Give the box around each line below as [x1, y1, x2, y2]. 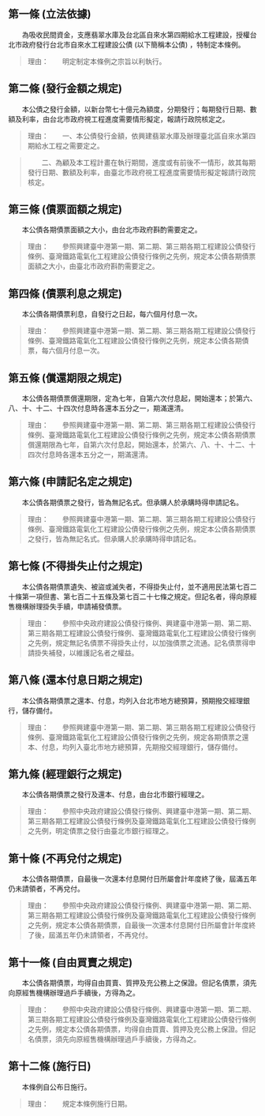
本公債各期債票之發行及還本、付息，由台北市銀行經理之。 [21, 790, 209, 800]
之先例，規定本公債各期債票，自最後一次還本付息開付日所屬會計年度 [27, 920, 249, 930]
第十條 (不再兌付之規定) [8, 852, 122, 865]
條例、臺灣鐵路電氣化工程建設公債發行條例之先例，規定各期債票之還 [27, 732, 249, 742]
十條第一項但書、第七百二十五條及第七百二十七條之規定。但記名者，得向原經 [8, 591, 257, 601]
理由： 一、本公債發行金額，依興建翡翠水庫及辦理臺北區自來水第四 [27, 131, 256, 140]
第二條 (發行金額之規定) [8, 82, 122, 95]
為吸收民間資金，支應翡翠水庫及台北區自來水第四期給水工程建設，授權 [21, 30, 250, 39]
